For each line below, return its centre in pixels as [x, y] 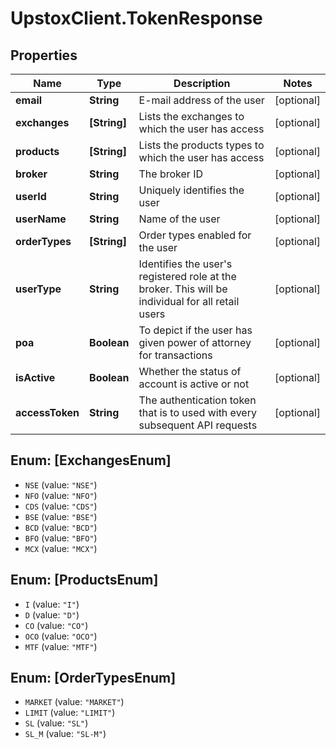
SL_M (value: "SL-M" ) [65, 734]
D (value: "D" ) [52, 614]
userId [31, 196]
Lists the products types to [201, 145]
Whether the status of [190, 371]
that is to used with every [197, 412]
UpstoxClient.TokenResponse [136, 18]
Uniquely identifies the [191, 190]
